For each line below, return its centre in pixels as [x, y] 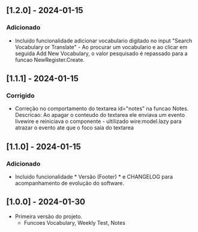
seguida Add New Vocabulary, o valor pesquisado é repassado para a [101, 53]
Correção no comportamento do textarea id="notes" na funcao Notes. [102, 109]
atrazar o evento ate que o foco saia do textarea [74, 128]
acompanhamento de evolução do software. [70, 183]
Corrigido [20, 96]
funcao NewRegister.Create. [50, 59]
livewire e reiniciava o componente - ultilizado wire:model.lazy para [98, 121]
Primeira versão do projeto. [49, 216]
